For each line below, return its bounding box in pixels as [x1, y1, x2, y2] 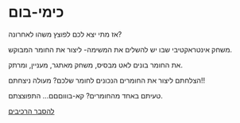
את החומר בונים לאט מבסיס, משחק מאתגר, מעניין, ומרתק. [8, 60, 183, 70]
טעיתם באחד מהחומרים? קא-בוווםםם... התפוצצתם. [8, 90, 163, 100]
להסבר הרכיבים [8, 106, 55, 116]
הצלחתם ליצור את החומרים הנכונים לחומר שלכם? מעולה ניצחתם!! [8, 75, 205, 85]
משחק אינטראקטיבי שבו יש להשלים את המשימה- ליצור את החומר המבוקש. [8, 44, 233, 54]
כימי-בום [8, 3, 64, 21]
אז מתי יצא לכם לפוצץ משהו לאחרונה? [8, 29, 122, 39]
